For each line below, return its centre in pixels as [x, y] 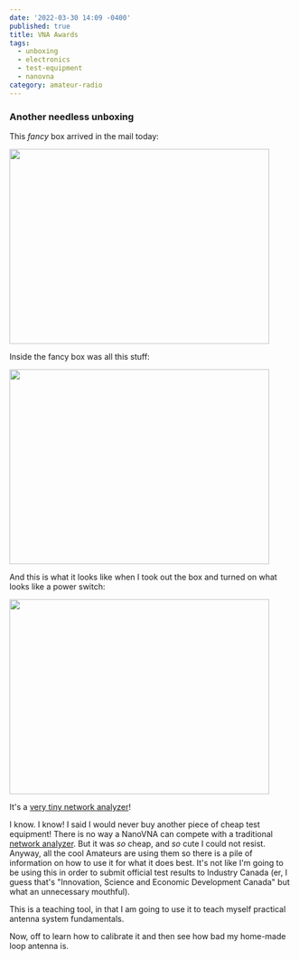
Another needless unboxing [72, 117]
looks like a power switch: [57, 586]
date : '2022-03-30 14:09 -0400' [70, 18]
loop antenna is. [39, 946]
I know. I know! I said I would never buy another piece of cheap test [135, 824]
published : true [40, 26]
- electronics [44, 60]
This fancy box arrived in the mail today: [84, 136]
